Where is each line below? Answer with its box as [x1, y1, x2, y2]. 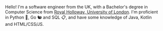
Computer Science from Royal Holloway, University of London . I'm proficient [5, 9, 158, 15]
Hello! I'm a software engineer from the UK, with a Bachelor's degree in [5, 4, 148, 10]
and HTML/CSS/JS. [5, 21, 44, 27]
